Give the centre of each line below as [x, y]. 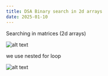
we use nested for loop [34, 56]
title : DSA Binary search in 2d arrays [54, 11]
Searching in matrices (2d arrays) [46, 33]
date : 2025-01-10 [27, 17]
